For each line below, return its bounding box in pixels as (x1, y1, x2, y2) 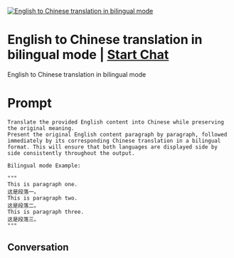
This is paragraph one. (7, 181, 78, 188)
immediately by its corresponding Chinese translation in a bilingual (7, 137, 221, 144)
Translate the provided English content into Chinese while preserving (7, 118, 224, 126)
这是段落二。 (7, 202, 40, 209)
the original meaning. (7, 124, 75, 131)
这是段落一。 (7, 188, 40, 195)
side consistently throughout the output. (7, 149, 135, 156)
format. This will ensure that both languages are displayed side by (7, 143, 218, 151)
